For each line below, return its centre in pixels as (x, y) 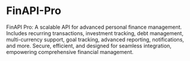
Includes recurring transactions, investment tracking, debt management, (95, 33)
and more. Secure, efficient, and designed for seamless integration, (89, 46)
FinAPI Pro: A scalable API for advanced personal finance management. (94, 27)
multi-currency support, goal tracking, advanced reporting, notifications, (95, 39)
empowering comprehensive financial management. (70, 52)
